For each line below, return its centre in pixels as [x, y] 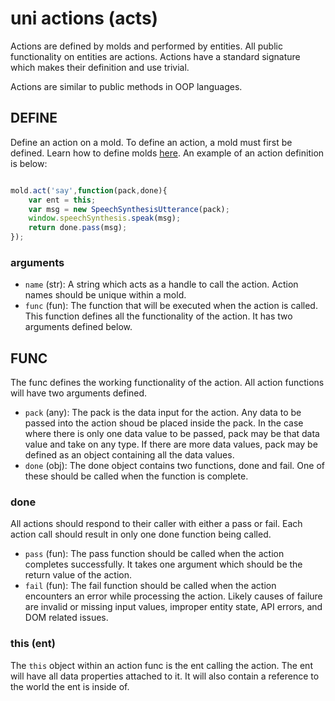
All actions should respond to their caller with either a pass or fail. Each [156, 524]
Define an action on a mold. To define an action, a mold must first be [151, 142]
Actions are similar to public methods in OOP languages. [126, 86]
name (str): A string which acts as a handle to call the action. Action [161, 284]
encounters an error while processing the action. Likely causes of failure [173, 596]
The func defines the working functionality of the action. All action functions [167, 383]
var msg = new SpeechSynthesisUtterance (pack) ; [129, 209]
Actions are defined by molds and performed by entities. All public [146, 46]
